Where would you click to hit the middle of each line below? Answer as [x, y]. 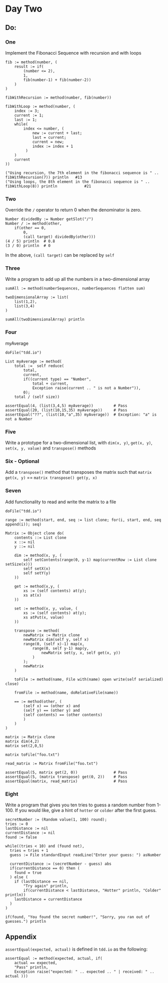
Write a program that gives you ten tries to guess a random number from [81, 805]
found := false [21, 837]
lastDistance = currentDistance [48, 899]
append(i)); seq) [23, 524]
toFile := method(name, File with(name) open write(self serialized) [89, 679]
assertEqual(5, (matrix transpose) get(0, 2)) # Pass [66, 777]
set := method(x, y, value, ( [46, 608]
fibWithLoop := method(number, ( [40, 106]
